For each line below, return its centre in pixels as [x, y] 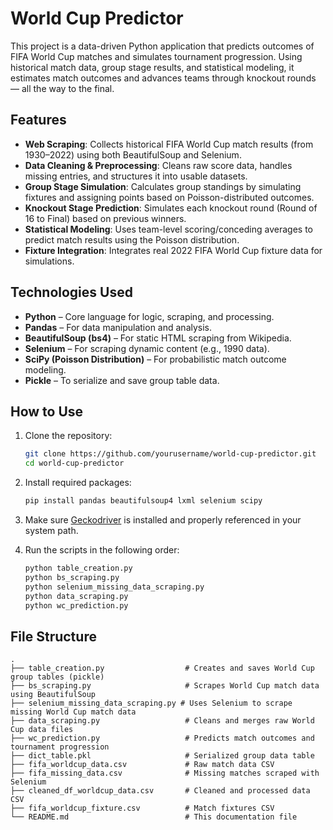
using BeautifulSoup [53, 695]
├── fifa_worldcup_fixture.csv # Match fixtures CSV [142, 808]
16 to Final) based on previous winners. [105, 218]
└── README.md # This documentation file [154, 817]
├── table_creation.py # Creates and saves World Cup [162, 668]
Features [38, 120]
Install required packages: [78, 483]
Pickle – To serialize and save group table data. [122, 380]
